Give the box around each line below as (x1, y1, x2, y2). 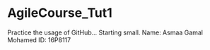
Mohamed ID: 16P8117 (7, 35, 71, 44)
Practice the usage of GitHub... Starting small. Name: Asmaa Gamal (7, 28, 204, 37)
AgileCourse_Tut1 (7, 5, 113, 21)
